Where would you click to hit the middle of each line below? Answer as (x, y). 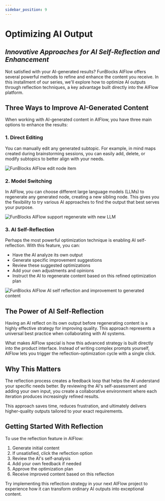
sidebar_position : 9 (26, 10)
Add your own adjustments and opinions (53, 271)
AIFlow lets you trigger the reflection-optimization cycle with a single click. (81, 354)
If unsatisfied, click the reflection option (52, 453)
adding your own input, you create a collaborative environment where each (81, 391)
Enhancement (27, 60)
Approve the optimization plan (43, 469)
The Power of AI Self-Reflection (55, 311)
